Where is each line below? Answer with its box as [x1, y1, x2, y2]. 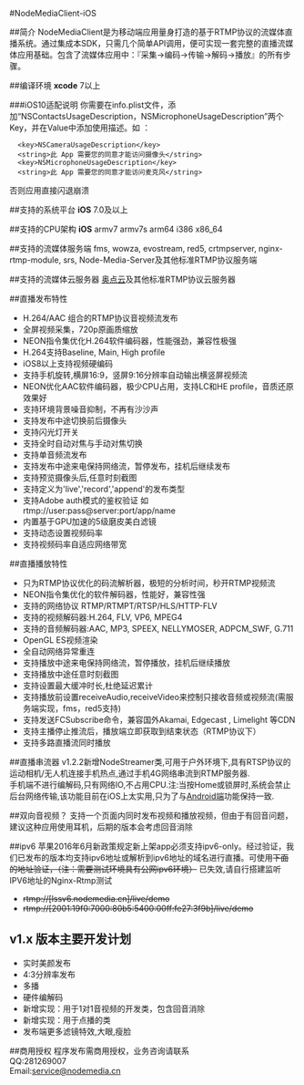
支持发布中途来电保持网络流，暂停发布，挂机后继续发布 [22, 460, 230, 471]
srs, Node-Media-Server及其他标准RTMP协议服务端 [63, 254, 258, 265]
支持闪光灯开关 [22, 427, 79, 437]
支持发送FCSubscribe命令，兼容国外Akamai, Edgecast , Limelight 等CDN [22, 715, 296, 725]
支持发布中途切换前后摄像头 [22, 415, 127, 426]
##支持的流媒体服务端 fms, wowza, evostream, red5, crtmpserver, [9, 243, 257, 253]
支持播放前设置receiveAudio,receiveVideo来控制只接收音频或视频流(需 [22, 692, 287, 702]
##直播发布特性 [9, 294, 68, 304]
